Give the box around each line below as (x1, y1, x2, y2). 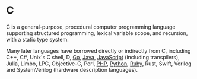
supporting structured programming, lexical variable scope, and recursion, (6, 29, 188, 36)
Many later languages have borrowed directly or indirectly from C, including (6, 47, 191, 54)
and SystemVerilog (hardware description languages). (6, 66, 138, 73)
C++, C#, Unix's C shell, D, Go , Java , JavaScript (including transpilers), (6, 53, 180, 61)
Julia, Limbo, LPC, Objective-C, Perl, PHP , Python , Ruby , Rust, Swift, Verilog (6, 60, 192, 67)
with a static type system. (6, 36, 69, 43)
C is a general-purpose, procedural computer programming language (6, 23, 176, 30)
